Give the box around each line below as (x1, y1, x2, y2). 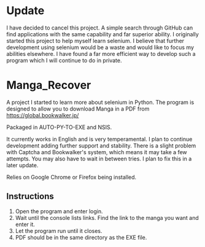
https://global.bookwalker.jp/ (6, 111, 79, 119)
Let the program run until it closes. (15, 227, 102, 234)
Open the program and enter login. (15, 207, 103, 215)
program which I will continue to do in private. (6, 57, 122, 64)
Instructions (6, 191, 54, 202)
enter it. (15, 221, 36, 228)
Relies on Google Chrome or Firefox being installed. (6, 173, 137, 181)
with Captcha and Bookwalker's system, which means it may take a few (6, 148, 187, 155)
